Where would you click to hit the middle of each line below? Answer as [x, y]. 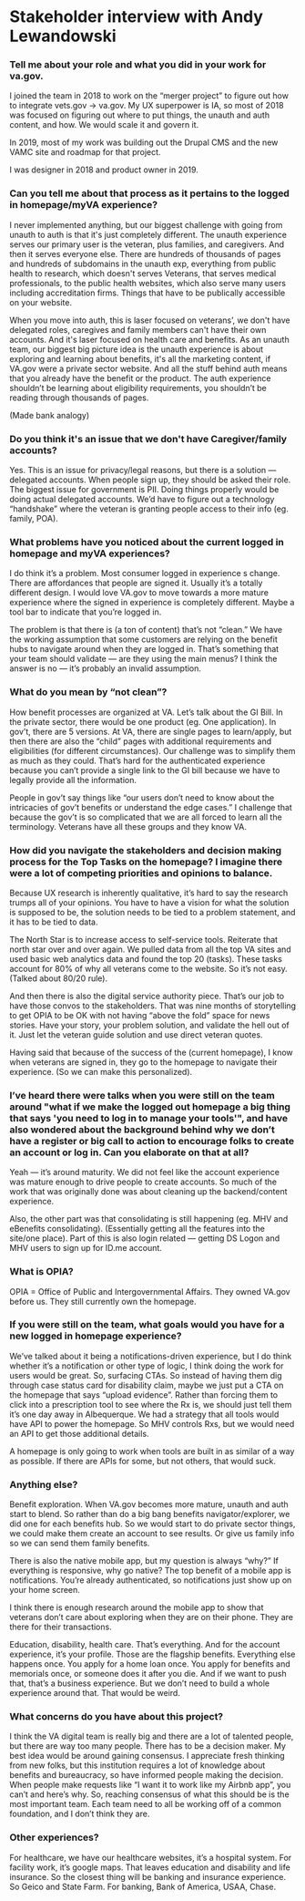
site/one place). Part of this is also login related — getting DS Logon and [145, 1238]
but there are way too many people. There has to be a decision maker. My [148, 1746]
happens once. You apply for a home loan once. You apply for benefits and [150, 1664]
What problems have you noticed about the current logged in [147, 542]
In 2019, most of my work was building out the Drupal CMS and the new [144, 142]
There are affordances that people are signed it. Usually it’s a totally [136, 583]
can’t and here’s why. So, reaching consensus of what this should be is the [149, 1794]
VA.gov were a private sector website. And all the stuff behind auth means [148, 368]
